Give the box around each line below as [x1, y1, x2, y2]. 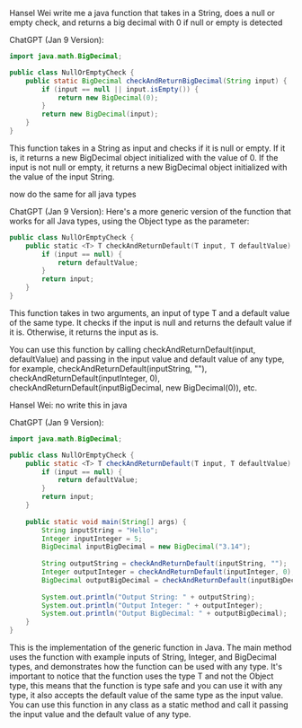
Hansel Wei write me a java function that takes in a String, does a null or [9, 8, 276, 18]
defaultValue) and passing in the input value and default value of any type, [9, 354, 285, 364]
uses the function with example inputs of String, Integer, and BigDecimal [9, 652, 277, 662]
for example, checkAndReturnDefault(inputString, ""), [9, 363, 208, 373]
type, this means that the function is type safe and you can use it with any [9, 680, 283, 690]
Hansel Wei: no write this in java [9, 399, 128, 410]
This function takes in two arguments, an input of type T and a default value [9, 307, 290, 318]
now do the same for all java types [9, 189, 137, 199]
